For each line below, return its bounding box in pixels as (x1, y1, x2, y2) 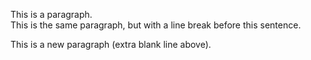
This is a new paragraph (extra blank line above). (10, 39, 212, 50)
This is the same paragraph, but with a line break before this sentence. (10, 19, 302, 31)
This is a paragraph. (10, 9, 93, 20)
